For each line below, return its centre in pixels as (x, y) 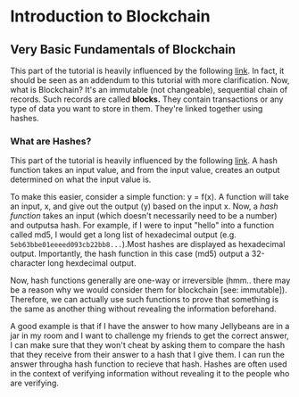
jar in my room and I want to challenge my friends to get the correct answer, (149, 335)
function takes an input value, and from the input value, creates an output (145, 170)
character (28, 263)
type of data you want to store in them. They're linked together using (137, 108)
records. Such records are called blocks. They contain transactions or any (147, 99)
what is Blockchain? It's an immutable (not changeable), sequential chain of (149, 90)
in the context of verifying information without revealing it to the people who (150, 374)
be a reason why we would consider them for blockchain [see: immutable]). (149, 290)
